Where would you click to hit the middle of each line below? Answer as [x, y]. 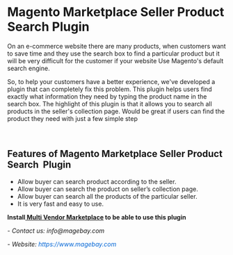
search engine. [29, 68]
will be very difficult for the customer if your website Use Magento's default [115, 60]
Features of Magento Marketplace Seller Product [115, 154]
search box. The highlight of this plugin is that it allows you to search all [110, 104]
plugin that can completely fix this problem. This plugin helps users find [110, 89]
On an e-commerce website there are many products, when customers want [116, 46]
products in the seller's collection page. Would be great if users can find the [116, 111]
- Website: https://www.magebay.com [62, 244]
